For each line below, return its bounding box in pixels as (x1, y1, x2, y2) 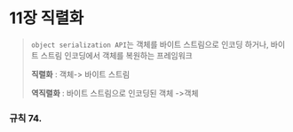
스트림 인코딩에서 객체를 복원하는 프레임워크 (40, 50, 193, 60)
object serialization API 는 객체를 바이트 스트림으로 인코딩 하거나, (30, 39, 269, 50)
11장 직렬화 (9, 8, 84, 28)
